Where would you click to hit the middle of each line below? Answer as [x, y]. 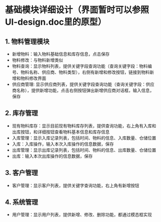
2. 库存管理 [22, 113]
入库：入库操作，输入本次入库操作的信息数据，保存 [63, 144]
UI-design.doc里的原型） [56, 22]
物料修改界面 [33, 78]
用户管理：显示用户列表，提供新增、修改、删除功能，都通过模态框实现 [82, 215]
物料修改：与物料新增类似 [37, 60]
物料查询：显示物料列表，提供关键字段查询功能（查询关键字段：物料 [80, 66]
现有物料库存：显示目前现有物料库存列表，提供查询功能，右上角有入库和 [84, 126]
